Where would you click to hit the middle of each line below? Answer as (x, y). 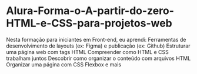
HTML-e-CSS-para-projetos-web (89, 23)
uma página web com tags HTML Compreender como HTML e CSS (88, 52)
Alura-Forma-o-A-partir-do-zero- (90, 11)
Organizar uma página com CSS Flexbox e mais (64, 64)
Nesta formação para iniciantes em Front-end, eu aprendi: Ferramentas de (96, 39)
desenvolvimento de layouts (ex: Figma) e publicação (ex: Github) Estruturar (98, 46)
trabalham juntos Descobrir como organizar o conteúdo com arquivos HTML (98, 58)
